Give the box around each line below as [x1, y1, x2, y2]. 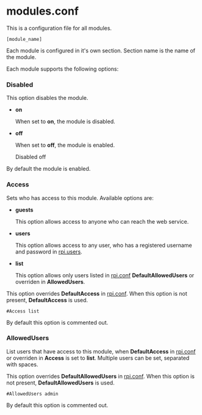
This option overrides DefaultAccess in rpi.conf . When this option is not [6, 289, 187, 297]
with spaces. [6, 361, 38, 368]
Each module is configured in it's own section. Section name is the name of [6, 47, 196, 54]
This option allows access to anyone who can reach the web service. [15, 218, 189, 225]
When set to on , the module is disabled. [15, 118, 115, 126]
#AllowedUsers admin [6, 391, 59, 397]
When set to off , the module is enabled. [15, 141, 115, 149]
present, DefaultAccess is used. [6, 296, 88, 303]
